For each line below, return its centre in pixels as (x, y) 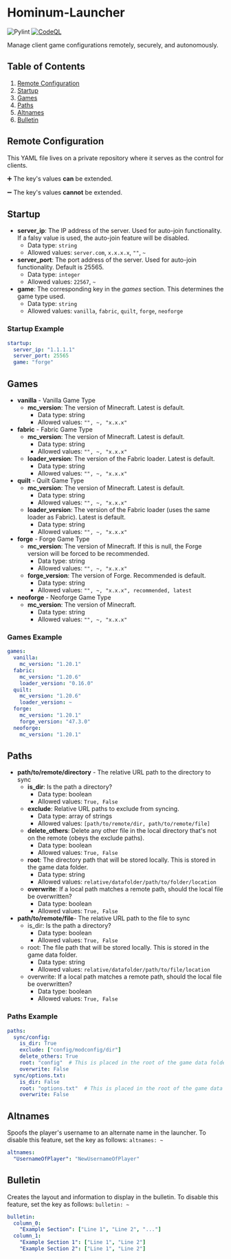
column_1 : (27, 1236)
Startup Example (35, 329)
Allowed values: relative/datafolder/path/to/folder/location (127, 882)
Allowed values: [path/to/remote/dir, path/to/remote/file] (124, 823)
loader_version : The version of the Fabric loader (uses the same (119, 509)
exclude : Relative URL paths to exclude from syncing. (103, 809)
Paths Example (33, 1016)
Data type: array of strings (75, 816)
